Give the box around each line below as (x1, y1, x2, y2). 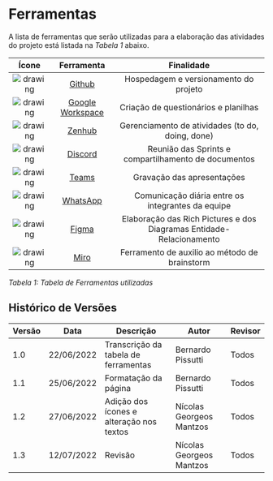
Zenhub (67, 125, 97, 136)
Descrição (115, 325, 157, 337)
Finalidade (168, 59, 210, 71)
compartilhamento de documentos (123, 153, 255, 165)
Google (67, 97, 96, 108)
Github (69, 78, 95, 89)
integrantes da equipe (147, 200, 232, 211)
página (104, 382, 132, 393)
